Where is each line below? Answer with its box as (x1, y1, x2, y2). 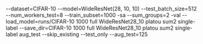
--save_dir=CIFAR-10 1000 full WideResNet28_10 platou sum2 (19, 24, 174, 31)
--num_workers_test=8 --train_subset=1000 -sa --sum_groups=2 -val (5, 11, 181, 19)
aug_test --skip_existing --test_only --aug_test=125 (19, 31, 148, 38)
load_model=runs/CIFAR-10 (5, 18, 75, 25)
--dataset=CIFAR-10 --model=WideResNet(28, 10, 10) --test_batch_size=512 (5, 5, 198, 12)
